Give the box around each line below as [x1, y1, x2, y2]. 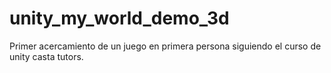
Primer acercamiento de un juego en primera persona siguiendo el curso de [9, 40, 322, 52]
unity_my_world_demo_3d [9, 7, 230, 30]
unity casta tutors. [9, 50, 84, 62]
